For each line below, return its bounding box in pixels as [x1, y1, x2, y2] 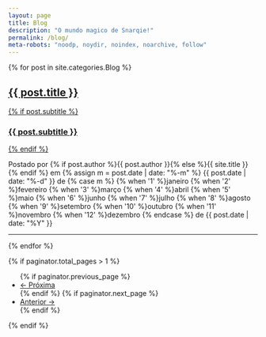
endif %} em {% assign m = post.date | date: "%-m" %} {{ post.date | [19, 168, 247, 178]
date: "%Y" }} [8, 218, 53, 228]
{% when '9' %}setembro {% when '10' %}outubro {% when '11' [8, 202, 217, 211]
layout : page [8, 11, 51, 20]
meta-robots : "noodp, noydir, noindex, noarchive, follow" [8, 41, 207, 49]
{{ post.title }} [8, 85, 79, 99]
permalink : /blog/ [8, 33, 69, 42]
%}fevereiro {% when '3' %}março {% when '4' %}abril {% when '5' [8, 185, 231, 195]
